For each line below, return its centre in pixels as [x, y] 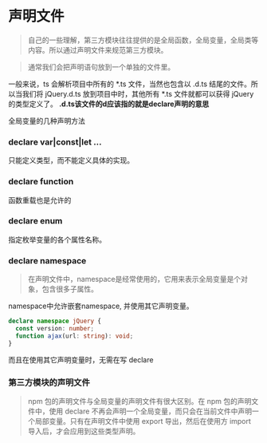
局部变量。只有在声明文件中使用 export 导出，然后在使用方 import [143, 421]
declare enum [35, 221]
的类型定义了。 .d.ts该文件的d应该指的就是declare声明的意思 [109, 104]
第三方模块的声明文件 [49, 382]
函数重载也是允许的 [40, 200]
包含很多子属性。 [70, 289]
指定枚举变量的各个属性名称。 [57, 239]
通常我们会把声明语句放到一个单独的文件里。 [101, 67]
